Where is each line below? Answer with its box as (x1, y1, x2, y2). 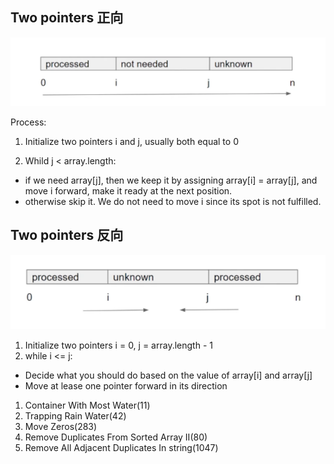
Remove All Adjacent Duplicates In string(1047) (24, 441, 219, 453)
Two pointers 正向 (10, 9, 124, 27)
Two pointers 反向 (10, 227, 124, 244)
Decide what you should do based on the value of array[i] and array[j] (24, 369, 313, 381)
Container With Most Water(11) (24, 399, 151, 411)
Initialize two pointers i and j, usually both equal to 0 (24, 135, 239, 147)
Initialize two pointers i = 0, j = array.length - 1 (24, 339, 213, 351)
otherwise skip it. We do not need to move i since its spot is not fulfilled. (24, 195, 322, 207)
